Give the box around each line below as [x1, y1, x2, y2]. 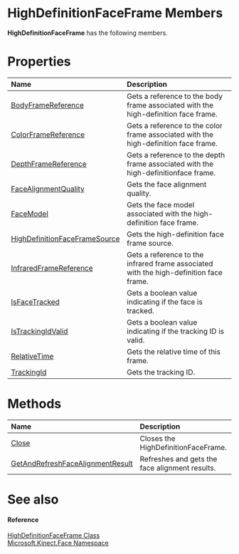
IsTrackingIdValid [11, 326, 68, 336]
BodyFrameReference [11, 100, 84, 110]
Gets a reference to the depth [127, 150, 225, 160]
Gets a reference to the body [127, 91, 223, 101]
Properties [7, 53, 71, 70]
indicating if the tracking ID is [127, 326, 225, 336]
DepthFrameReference [11, 159, 87, 169]
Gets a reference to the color [127, 120, 223, 130]
